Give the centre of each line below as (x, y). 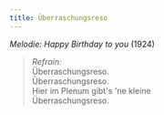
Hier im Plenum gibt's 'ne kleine (92, 90)
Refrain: (46, 61)
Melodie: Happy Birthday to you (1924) (82, 44)
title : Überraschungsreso (58, 18)
